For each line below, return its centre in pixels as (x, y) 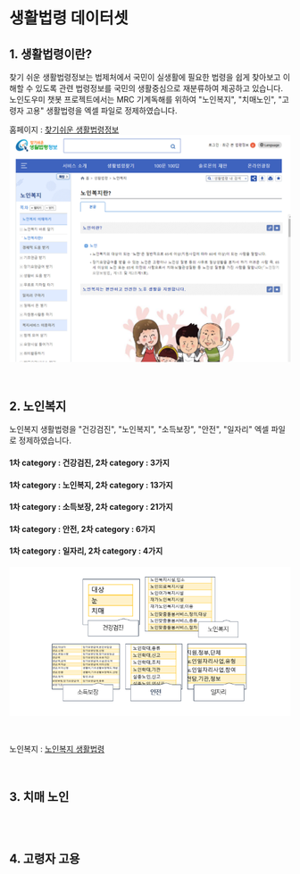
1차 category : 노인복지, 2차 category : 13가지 (91, 485)
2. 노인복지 (38, 406)
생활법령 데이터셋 (69, 18)
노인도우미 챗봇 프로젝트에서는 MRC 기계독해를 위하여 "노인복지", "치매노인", (143, 100)
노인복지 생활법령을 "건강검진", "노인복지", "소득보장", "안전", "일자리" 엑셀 (139, 429)
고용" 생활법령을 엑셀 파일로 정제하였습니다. (101, 111)
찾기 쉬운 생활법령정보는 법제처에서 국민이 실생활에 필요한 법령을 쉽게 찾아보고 (145, 77)
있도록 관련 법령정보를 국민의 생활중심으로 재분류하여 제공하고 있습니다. (159, 88)
